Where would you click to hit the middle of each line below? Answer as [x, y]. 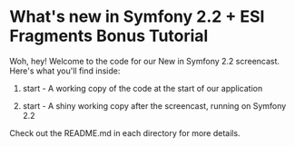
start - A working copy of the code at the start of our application [143, 88]
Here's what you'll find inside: [65, 71]
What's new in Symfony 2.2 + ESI [137, 17]
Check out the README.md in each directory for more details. [125, 132]
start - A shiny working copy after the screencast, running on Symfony [154, 105]
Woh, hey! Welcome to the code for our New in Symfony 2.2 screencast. [144, 61]
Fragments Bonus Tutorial [109, 36]
